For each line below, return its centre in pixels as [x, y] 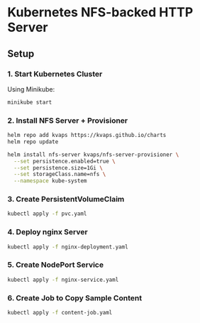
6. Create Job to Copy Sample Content [75, 297]
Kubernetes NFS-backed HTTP [100, 12]
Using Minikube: [31, 89]
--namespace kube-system [50, 181]
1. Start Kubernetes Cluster [55, 74]
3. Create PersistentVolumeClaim [66, 199]
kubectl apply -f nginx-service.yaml [63, 280]
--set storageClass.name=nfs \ [60, 175]
